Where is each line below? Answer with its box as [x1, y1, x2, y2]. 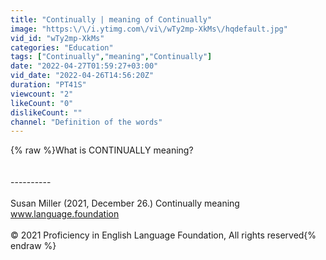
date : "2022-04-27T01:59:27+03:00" [10, 61, 159, 71]
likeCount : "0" [10, 98, 74, 108]
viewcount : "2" [10, 89, 74, 99]
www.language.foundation [10, 208, 120, 220]
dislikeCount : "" [10, 107, 83, 118]
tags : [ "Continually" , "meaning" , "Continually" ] [10, 52, 213, 62]
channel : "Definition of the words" [10, 117, 163, 127]
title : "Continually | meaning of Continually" [10, 14, 213, 25]
